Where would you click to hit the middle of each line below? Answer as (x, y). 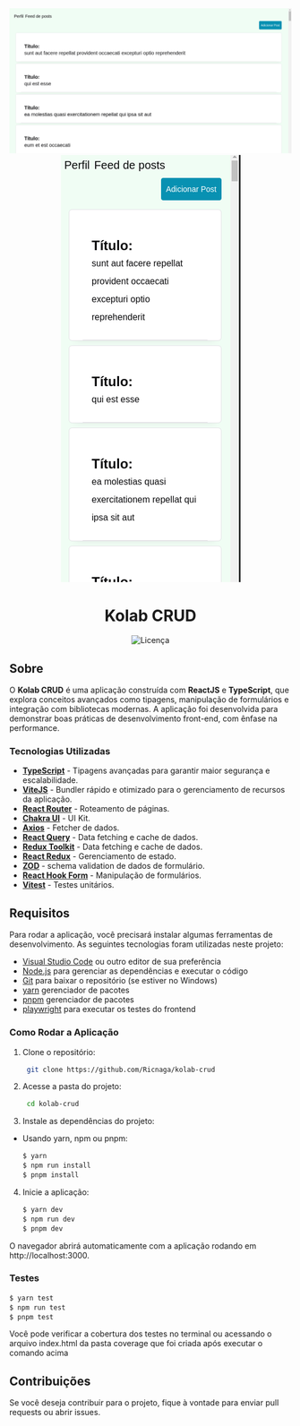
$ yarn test (31, 1298)
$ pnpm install (51, 1175)
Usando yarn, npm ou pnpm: (75, 1138)
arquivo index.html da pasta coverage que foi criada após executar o (136, 1344)
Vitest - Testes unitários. (68, 885)
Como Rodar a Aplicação (64, 1033)
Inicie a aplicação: (56, 1192)
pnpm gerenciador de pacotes (78, 1000)
